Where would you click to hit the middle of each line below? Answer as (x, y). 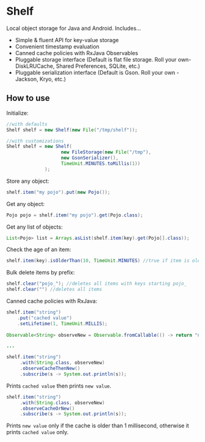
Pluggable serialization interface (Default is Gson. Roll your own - (97, 72)
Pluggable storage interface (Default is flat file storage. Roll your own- (103, 59)
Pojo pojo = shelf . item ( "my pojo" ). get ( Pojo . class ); (75, 215)
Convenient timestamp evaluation (57, 46)
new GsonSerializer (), (90, 158)
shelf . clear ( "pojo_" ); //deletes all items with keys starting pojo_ (97, 284)
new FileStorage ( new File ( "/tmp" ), (106, 152)
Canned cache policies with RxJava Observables (77, 53)
